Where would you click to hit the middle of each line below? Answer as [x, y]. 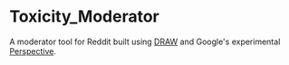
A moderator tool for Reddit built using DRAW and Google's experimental [145, 42]
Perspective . [33, 51]
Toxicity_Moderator [85, 17]
